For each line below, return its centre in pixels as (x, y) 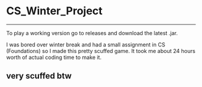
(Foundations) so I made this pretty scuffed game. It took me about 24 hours (101, 51)
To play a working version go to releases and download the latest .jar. (92, 33)
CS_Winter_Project (54, 11)
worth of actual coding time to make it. (54, 57)
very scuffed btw (39, 76)
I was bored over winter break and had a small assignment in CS (86, 44)
